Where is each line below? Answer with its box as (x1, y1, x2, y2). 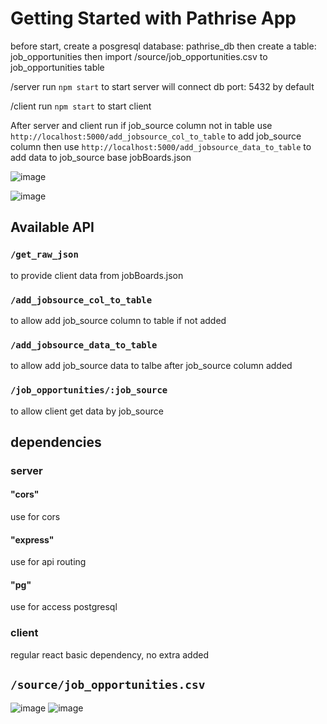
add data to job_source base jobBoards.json (10, 151, 192, 163)
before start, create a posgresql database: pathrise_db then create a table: (10, 40, 317, 52)
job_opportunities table (10, 61, 105, 73)
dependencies (10, 433, 102, 451)
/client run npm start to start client (10, 100, 152, 112)
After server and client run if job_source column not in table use (10, 119, 273, 131)
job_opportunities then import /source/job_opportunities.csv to (10, 50, 268, 62)
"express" (10, 533, 55, 546)
